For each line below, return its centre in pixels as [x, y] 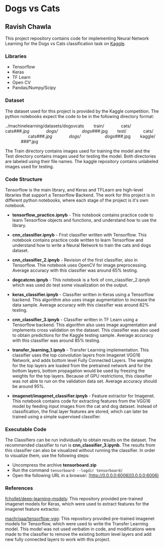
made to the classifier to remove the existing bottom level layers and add [78, 534]
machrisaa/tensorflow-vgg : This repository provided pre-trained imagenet [80, 519]
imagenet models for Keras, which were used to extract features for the [77, 504]
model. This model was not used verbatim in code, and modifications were [80, 529]
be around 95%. [28, 386]
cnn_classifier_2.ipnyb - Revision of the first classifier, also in [75, 260]
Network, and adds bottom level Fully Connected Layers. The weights [82, 360]
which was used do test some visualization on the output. [70, 285]
